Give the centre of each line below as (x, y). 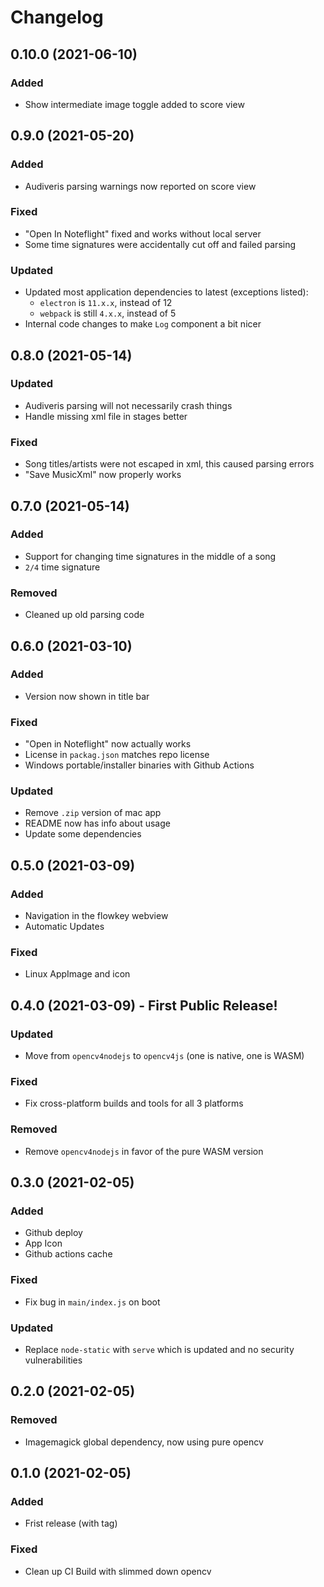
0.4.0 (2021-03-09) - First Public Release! (144, 1005)
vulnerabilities (53, 1360)
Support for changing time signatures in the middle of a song (150, 556)
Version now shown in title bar (87, 696)
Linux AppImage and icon (77, 974)
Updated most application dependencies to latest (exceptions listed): (166, 292)
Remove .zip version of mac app (93, 813)
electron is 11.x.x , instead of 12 (106, 303)
